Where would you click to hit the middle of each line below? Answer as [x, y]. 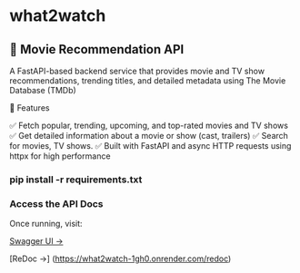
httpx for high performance [60, 156]
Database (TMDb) [43, 90]
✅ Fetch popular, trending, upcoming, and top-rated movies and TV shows [149, 125]
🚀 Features [30, 108]
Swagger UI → [36, 241]
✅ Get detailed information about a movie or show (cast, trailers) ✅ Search [149, 136]
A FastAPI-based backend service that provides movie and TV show [137, 71]
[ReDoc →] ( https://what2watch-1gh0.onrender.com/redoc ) [120, 258]
